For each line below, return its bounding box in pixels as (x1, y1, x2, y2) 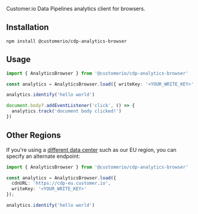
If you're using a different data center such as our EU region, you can (6, 146, 176, 153)
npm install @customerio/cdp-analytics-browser (6, 38, 127, 44)
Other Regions (6, 130, 61, 140)
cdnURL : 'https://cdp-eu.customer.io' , (11, 181, 111, 187)
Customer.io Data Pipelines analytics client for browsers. (6, 5, 145, 12)
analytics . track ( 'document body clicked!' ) (11, 108, 121, 114)
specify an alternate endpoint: (6, 152, 81, 160)
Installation (6, 22, 49, 32)
